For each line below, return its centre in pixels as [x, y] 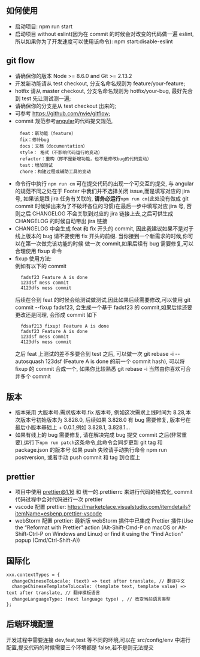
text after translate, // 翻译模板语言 [53, 593]
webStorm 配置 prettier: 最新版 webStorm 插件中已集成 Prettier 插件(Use [104, 521]
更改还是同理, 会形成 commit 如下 [56, 314]
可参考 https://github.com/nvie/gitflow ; [63, 113]
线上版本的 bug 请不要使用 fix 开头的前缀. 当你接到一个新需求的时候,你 [101, 236]
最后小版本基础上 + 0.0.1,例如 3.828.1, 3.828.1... [72, 427]
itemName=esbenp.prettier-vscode [58, 514]
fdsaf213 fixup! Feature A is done [65, 326]
